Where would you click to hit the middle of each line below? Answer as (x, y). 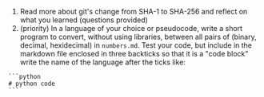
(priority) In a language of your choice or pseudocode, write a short (131, 28)
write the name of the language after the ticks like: (103, 62)
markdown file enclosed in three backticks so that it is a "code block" (134, 54)
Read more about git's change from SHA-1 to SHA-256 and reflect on (134, 12)
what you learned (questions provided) (84, 20)
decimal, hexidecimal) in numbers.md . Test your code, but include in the (136, 45)
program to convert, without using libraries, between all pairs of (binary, (138, 37)
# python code (32, 83)
